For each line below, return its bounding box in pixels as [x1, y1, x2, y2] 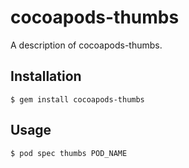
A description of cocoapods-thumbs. [10, 39, 163, 51]
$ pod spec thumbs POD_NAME [10, 148, 128, 158]
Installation [10, 68, 82, 85]
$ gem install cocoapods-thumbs [10, 94, 145, 105]
